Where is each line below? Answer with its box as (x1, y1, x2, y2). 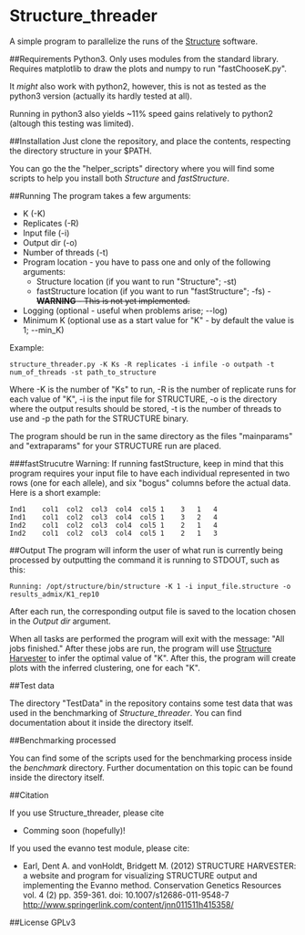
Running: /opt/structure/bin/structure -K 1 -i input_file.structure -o (9, 582, 291, 591)
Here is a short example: (9, 487, 102, 498)
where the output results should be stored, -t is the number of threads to (9, 403, 282, 414)
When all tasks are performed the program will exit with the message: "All (9, 633, 285, 644)
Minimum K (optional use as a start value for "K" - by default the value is (22, 314, 294, 325)
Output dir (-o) (22, 236, 77, 247)
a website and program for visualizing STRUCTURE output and (22, 869, 258, 881)
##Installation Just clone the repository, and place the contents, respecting (9, 135, 291, 146)
